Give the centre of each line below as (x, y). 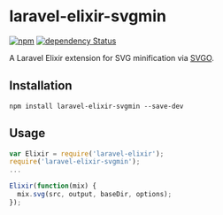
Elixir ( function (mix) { (53, 186)
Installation (41, 86)
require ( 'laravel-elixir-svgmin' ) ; (75, 162)
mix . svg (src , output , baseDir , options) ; (95, 195)
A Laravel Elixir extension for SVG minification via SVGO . (112, 58)
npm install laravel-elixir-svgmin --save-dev (96, 106)
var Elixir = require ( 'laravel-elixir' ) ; (87, 154)
